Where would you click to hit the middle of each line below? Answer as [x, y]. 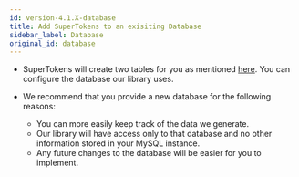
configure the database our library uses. [98, 79]
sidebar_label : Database [57, 35]
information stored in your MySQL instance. [118, 143]
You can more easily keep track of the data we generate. [142, 124]
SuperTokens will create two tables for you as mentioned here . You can [156, 69]
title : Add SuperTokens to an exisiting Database [106, 26]
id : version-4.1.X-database [63, 18]
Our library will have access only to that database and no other [154, 134]
